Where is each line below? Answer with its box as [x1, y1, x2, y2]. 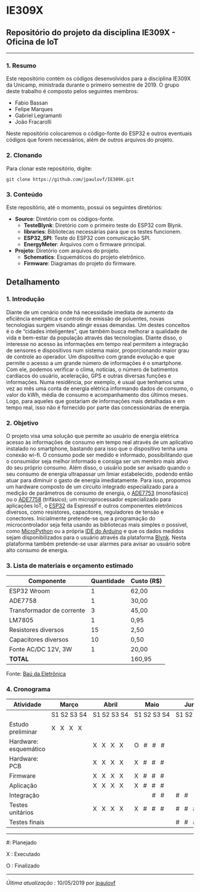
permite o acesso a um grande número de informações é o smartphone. [6, 359, 183, 366]
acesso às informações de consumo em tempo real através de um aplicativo [6, 439, 193, 446]
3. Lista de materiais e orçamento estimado [6, 561, 134, 569]
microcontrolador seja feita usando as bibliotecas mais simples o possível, [6, 521, 189, 528]
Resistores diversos [9, 626, 64, 634]
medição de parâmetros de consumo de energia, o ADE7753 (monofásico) [6, 489, 189, 496]
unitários [9, 808, 34, 817]
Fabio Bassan [14, 99, 48, 106]
